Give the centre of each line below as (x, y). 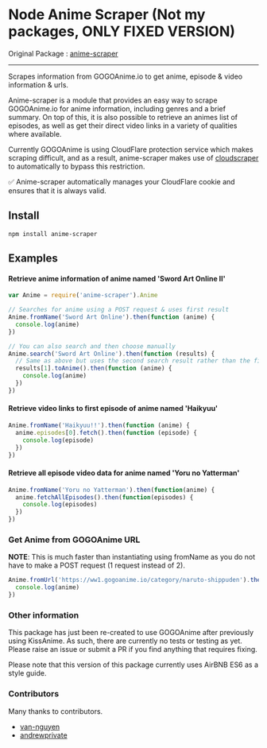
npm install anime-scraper (53, 234)
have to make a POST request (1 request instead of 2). (97, 565)
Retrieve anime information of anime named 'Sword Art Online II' (117, 278)
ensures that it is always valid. (58, 190)
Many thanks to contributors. (56, 711)
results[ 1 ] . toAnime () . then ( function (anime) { (94, 368)
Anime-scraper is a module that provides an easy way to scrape (113, 100)
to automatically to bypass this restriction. (77, 166)
